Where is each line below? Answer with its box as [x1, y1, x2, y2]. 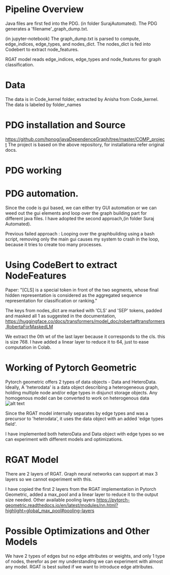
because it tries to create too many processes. [5, 241, 103, 247]
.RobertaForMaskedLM [5, 323, 53, 329]
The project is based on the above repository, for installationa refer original [8, 141, 164, 148]
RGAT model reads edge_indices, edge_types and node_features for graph [5, 56, 161, 62]
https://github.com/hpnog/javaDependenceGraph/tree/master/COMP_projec [5, 136, 165, 142]
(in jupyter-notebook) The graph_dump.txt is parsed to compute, [5, 36, 141, 42]
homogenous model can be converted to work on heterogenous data [5, 395, 150, 401]
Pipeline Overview [5, 4, 84, 15]
